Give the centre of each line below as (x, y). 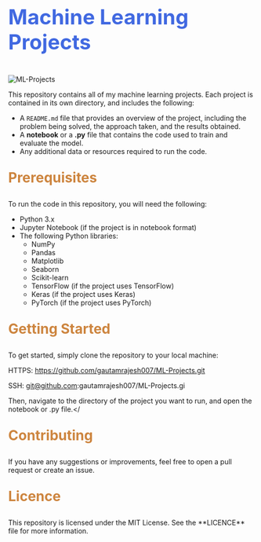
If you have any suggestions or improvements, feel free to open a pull (120, 461)
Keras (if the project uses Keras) (83, 294)
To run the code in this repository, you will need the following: (108, 204)
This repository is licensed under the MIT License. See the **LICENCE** (127, 522)
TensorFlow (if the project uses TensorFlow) (103, 286)
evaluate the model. (51, 143)
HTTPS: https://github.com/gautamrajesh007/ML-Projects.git (107, 370)
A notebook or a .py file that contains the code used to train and (123, 135)
